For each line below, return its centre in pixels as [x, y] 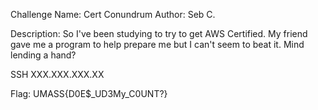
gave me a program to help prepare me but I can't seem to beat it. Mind [157, 44]
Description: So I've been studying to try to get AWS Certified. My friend [159, 33]
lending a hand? [43, 55]
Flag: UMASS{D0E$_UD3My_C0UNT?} [89, 93]
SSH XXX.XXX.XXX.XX [57, 74]
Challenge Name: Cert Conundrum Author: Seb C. [113, 14]
